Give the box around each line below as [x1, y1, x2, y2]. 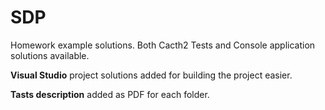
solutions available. [10, 49, 90, 61]
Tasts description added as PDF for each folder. [10, 88, 210, 100]
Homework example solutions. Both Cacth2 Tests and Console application [10, 39, 316, 51]
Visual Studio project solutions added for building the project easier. [10, 69, 293, 81]
